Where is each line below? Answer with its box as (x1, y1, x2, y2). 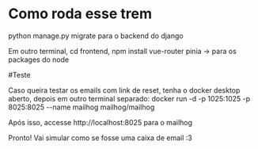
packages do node (8, 55, 70, 64)
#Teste (8, 70, 31, 79)
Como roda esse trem (8, 5, 153, 23)
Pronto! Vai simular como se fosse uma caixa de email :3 (8, 132, 192, 143)
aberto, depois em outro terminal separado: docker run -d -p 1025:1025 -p (8, 94, 251, 103)
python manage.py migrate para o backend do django (8, 31, 184, 40)
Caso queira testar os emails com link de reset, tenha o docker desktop (8, 85, 241, 95)
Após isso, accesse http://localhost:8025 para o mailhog (8, 117, 192, 127)
